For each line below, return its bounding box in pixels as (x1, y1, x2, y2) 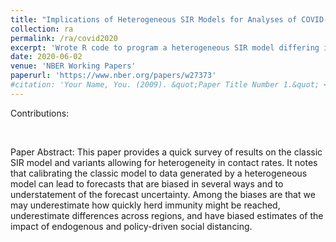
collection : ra (10, 24, 74, 34)
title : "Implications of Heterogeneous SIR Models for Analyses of (10, 14, 298, 25)
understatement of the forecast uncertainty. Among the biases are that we (10, 188, 316, 200)
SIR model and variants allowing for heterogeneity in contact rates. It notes (10, 156, 318, 168)
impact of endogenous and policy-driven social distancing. (10, 220, 253, 232)
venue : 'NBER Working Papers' (10, 61, 137, 71)
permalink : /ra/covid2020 (10, 33, 118, 43)
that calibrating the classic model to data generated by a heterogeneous (10, 167, 308, 179)
